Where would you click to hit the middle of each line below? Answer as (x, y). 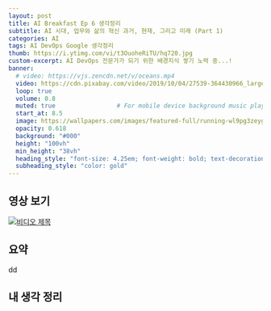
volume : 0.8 (36, 99)
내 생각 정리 (35, 297)
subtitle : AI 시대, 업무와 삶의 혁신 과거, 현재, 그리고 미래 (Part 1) (116, 31)
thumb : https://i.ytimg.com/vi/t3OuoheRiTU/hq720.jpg (101, 53)
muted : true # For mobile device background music (131, 106)
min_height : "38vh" (48, 151)
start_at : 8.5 (39, 114)
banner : (21, 69)
